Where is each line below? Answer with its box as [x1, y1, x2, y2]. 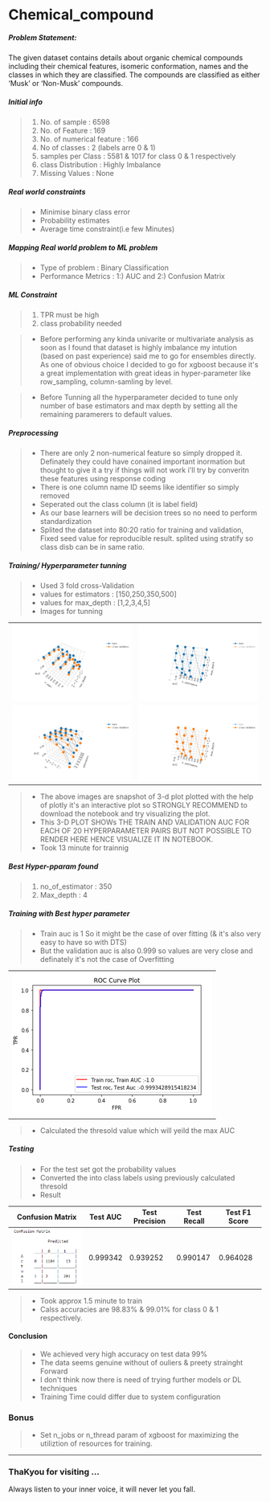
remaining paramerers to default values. [39, 410, 173, 419]
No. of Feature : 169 [39, 126, 106, 136]
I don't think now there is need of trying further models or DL [39, 1374, 242, 1384]
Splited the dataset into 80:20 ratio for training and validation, [39, 525, 243, 534]
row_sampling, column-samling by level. [39, 377, 174, 387]
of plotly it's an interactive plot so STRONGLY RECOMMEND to [39, 800, 247, 810]
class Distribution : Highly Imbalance [39, 160, 162, 170]
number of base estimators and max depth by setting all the [39, 401, 239, 411]
